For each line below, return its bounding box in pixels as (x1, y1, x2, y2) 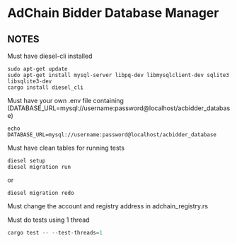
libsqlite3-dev (7, 78, 52, 85)
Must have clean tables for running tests (7, 143, 125, 152)
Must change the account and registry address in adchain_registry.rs (7, 202, 209, 210)
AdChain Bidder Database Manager (7, 5, 219, 21)
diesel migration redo (7, 189, 74, 196)
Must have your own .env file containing (7, 97, 124, 105)
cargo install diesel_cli (7, 84, 83, 91)
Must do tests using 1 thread (7, 215, 90, 224)
